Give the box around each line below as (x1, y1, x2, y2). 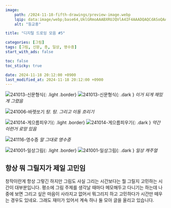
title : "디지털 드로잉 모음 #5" (5, 31, 65, 36)
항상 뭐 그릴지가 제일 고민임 (5, 163, 85, 172)
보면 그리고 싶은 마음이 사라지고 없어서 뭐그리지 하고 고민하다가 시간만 (14, 191, 154, 197)
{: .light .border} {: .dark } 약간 (51, 120, 161, 126)
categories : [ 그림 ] (5, 40, 45, 45)
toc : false (5, 58, 28, 63)
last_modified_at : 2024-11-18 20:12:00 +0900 (5, 77, 103, 82)
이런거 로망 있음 (5, 126, 37, 132)
